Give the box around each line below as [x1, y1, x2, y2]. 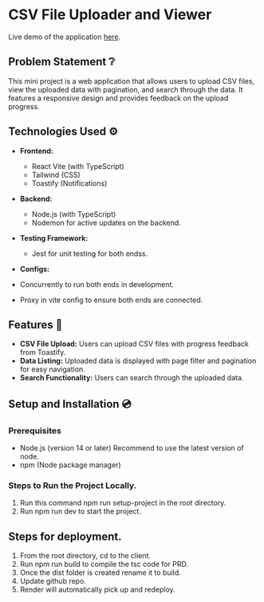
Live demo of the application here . [8, 32, 121, 41]
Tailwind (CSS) [31, 170, 81, 179]
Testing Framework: [19, 233, 89, 242]
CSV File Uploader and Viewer [8, 6, 212, 24]
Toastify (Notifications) [31, 178, 108, 188]
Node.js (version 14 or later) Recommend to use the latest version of [19, 443, 245, 453]
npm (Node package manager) [19, 460, 121, 470]
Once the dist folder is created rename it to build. [19, 568, 181, 577]
